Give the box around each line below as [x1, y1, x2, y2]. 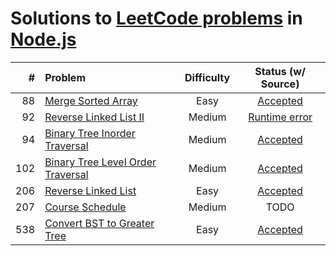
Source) [260, 77, 300, 91]
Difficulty [184, 70, 231, 84]
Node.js [10, 28, 77, 51]
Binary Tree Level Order [44, 155, 157, 169]
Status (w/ [254, 64, 307, 78]
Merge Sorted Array [44, 93, 138, 107]
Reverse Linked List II [44, 110, 145, 124]
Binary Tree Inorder [44, 126, 136, 140]
